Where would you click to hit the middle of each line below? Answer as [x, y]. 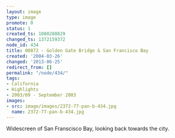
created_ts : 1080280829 [36, 34]
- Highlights [22, 90]
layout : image [24, 12]
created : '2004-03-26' [34, 56]
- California [22, 84]
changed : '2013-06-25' [34, 62]
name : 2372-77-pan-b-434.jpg [48, 112]
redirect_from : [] [29, 67]
